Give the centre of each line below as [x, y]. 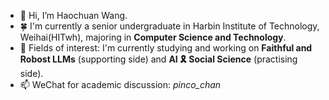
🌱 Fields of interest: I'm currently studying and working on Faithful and [166, 48]
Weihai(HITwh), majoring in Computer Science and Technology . [153, 37]
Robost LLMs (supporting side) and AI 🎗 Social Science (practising [158, 59]
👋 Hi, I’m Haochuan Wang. [73, 15]
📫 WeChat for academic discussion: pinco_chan [120, 84]
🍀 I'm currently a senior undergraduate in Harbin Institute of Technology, [169, 26]
